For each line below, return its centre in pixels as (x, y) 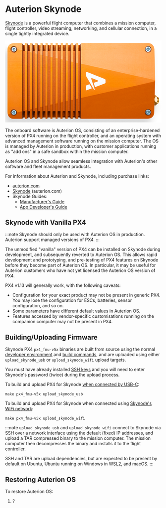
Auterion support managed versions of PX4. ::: (53, 240)
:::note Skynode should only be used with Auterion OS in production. (75, 235)
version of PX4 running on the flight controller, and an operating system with (83, 135)
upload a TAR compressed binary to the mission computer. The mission (78, 438)
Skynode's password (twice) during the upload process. (62, 375)
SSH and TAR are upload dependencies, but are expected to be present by (81, 459)
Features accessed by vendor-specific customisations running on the (83, 316)
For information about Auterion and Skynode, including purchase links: (77, 176)
